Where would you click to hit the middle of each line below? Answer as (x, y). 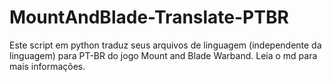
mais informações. (47, 66)
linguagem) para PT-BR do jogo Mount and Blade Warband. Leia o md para (163, 55)
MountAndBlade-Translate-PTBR (149, 17)
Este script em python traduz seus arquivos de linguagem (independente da (165, 45)
